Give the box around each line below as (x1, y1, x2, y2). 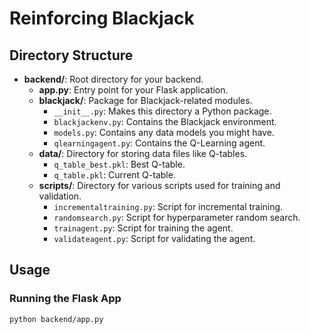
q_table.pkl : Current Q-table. (53, 169, 176, 181)
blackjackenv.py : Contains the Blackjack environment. (53, 116, 277, 127)
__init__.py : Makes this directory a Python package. (53, 105, 272, 117)
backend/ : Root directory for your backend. (23, 73, 204, 85)
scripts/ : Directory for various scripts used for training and (38, 180, 281, 191)
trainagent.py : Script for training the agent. (53, 222, 234, 234)
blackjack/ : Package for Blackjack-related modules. (38, 95, 253, 106)
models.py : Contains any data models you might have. (53, 127, 275, 138)
